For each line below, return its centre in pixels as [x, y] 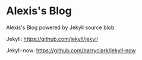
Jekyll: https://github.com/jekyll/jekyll [52, 39]
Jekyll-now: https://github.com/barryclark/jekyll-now [71, 50]
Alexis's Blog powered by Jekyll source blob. [61, 27]
